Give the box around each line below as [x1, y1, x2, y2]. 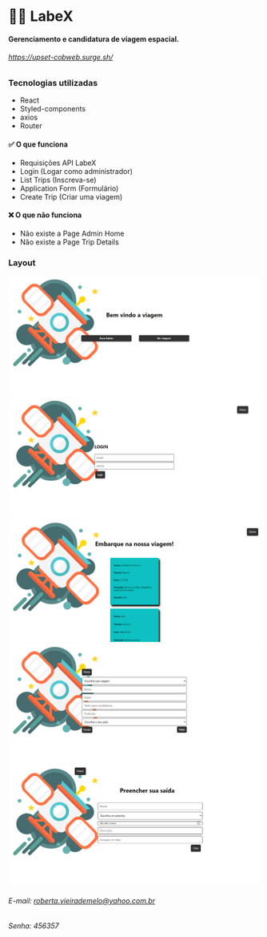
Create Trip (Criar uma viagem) [19, 192, 123, 201]
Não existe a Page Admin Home [19, 228, 125, 238]
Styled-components [19, 104, 86, 114]
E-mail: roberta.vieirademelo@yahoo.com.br [8, 896, 156, 906]
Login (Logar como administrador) [19, 166, 133, 176]
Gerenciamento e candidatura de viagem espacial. [8, 34, 180, 43]
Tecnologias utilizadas [8, 77, 98, 88]
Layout [8, 256, 36, 268]
